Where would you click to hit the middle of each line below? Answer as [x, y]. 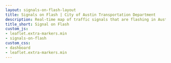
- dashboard [18, 48]
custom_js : [17, 29]
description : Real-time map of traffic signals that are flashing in [81, 19]
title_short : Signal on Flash [37, 24]
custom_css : [18, 43]
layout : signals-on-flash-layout [41, 10]
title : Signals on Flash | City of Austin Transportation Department [81, 15]
